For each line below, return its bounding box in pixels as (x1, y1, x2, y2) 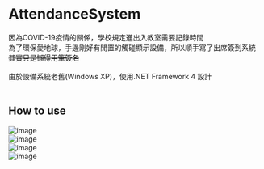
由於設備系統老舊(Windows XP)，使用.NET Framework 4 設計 (8, 71, 212, 81)
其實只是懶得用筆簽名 (8, 53, 79, 62)
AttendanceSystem (8, 5, 141, 23)
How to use (8, 104, 66, 118)
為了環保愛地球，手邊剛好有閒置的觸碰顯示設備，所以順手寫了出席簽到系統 (8, 42, 256, 53)
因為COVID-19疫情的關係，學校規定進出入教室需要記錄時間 (8, 32, 204, 42)
